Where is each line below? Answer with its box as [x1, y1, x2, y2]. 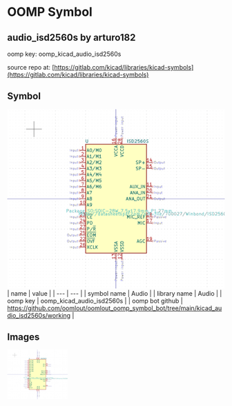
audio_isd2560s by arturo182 [7, 32, 136, 43]
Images [7, 332, 40, 343]
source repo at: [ [7, 63, 55, 71]
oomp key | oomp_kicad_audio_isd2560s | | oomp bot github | [7, 296, 183, 305]
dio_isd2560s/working [7, 311, 71, 319]
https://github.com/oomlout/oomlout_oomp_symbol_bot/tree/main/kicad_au [7, 304, 222, 312]
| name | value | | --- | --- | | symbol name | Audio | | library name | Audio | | [7, 289, 222, 297]
